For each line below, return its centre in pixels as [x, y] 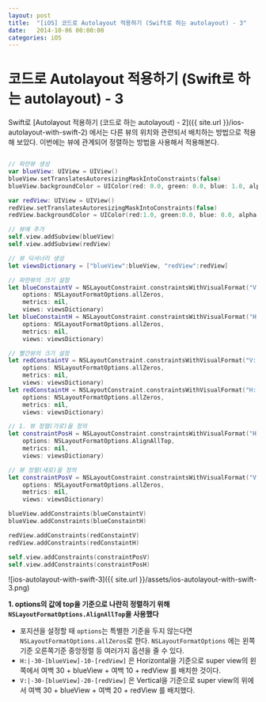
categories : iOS [35, 38]
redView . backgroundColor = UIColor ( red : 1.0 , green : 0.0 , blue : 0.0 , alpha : [134, 215]
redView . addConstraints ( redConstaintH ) [74, 543]
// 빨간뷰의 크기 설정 [39, 353]
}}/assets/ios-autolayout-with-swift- [198, 579]
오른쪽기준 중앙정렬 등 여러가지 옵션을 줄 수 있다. [109, 651]
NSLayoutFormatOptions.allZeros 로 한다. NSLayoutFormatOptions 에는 [130, 641]
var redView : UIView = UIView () [61, 200]
